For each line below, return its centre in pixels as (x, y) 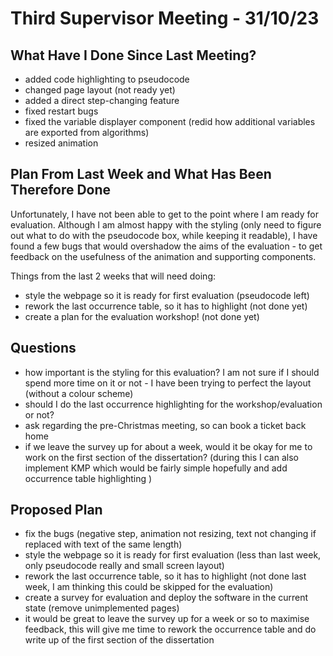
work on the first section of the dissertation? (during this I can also (161, 457)
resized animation (61, 143)
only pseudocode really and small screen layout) (124, 566)
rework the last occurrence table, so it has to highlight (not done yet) (166, 306)
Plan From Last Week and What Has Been (141, 174)
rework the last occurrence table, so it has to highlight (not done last (165, 576)
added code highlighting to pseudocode (107, 79)
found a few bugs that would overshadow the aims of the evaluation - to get (166, 246)
